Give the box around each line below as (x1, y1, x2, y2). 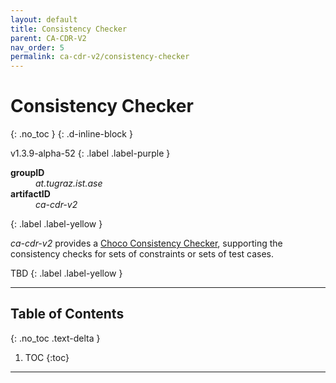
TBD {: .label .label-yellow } (10, 267, 123, 280)
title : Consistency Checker (10, 24, 128, 34)
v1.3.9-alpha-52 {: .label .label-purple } (10, 147, 171, 160)
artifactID (10, 188, 51, 200)
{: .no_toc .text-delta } (10, 332, 101, 344)
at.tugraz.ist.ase (35, 177, 103, 190)
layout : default (10, 14, 78, 25)
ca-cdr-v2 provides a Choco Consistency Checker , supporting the (10, 237, 283, 250)
